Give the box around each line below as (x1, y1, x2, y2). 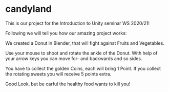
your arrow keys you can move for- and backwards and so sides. (5, 55, 142, 62)
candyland (5, 3, 52, 15)
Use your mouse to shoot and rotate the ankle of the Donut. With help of (5, 50, 158, 56)
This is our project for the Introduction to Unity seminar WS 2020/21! (5, 20, 150, 26)
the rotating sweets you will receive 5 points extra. (5, 70, 112, 77)
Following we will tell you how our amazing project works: (5, 30, 127, 36)
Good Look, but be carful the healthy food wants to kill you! (5, 81, 131, 87)
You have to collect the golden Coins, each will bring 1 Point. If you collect (5, 65, 161, 71)
